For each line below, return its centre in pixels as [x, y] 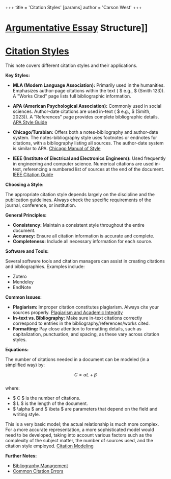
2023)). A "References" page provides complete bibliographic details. [86, 117]
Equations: [17, 350]
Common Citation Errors [38, 471]
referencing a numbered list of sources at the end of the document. [94, 169]
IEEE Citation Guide [33, 175]
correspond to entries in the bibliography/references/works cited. [81, 323]
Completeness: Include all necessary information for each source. [82, 242]
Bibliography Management [40, 466]
